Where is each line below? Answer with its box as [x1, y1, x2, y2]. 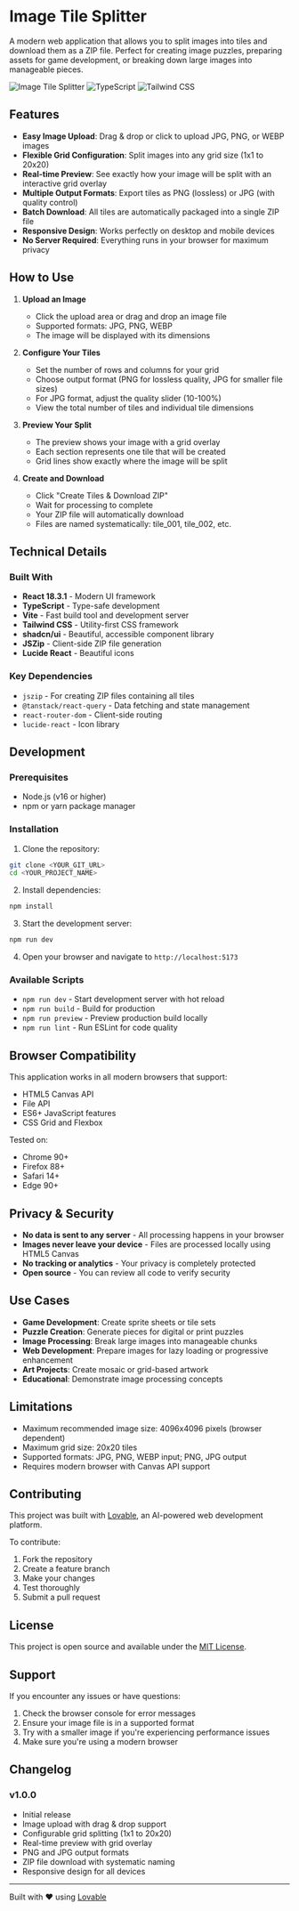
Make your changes [21, 1573, 95, 1583]
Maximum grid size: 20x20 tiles [21, 1442, 138, 1453]
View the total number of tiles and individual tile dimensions [35, 402, 255, 413]
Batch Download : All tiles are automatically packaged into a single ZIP [21, 206, 280, 217]
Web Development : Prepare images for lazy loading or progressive [21, 1345, 269, 1356]
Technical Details [9, 544, 108, 559]
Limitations [9, 1399, 73, 1414]
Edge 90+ [21, 1180, 60, 1191]
